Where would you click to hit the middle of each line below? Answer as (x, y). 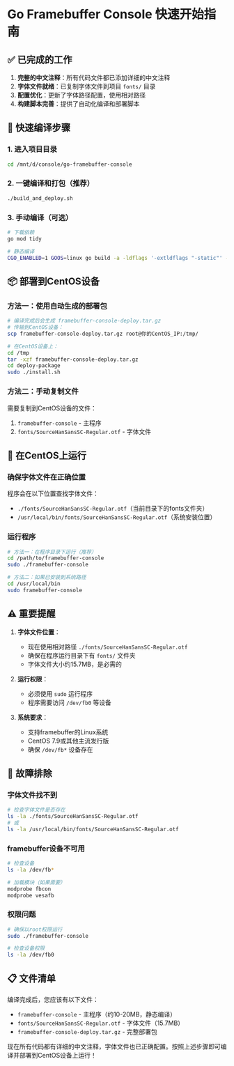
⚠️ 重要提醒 (31, 614)
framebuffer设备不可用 (46, 849)
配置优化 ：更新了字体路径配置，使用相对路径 (81, 95)
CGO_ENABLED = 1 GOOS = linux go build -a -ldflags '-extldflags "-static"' (115, 258)
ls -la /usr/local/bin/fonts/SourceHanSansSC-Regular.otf (93, 829)
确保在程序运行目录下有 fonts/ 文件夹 (81, 655)
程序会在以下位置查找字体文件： (53, 494)
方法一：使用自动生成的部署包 (57, 306)
